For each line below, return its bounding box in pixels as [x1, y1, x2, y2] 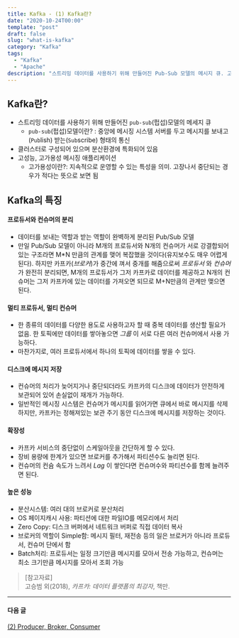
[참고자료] [24, 573, 53, 581]
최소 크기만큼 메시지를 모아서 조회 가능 [17, 558, 124, 566]
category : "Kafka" [7, 43, 62, 50]
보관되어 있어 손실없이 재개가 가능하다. [17, 391, 124, 399]
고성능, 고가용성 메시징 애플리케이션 [17, 153, 117, 162]
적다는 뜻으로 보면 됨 [41, 171, 99, 180]
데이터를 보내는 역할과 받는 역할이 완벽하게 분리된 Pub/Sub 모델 [17, 232, 195, 241]
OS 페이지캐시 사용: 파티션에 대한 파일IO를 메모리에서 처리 [17, 513, 179, 522]
